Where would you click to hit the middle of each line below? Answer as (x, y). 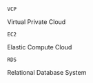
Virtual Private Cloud (37, 22)
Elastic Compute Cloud (40, 47)
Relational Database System (47, 72)
